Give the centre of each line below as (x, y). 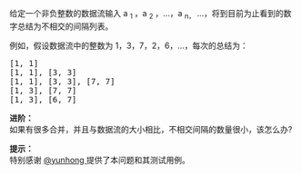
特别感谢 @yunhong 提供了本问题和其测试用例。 (100, 159)
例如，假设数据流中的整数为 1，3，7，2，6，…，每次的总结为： (129, 45)
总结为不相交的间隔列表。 (65, 26)
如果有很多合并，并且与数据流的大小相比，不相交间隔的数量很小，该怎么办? (151, 129)
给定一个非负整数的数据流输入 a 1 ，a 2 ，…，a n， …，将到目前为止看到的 (146, 14)
